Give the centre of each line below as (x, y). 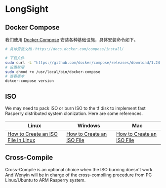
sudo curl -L (19, 63)
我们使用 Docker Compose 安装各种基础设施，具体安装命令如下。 (72, 40)
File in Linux (21, 140)
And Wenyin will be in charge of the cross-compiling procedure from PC (79, 175)
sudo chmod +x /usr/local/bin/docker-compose (53, 72)
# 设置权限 (15, 67)
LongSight (27, 9)
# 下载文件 (15, 58)
